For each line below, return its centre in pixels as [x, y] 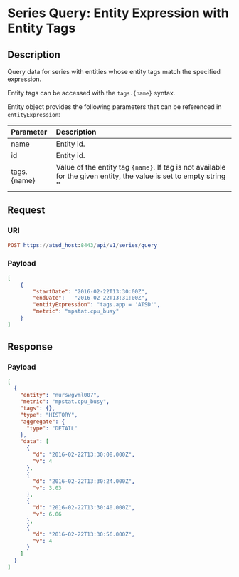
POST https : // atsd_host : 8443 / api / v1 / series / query [83, 245]
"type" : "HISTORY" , [49, 415]
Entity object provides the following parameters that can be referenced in [115, 107]
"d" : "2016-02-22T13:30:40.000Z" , [84, 508]
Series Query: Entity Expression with [118, 13]
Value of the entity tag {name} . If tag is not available [141, 167]
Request [26, 210]
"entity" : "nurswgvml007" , [60, 395]
